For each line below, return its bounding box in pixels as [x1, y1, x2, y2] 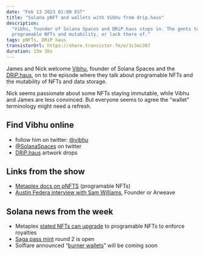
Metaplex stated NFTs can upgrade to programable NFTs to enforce [15, 222, 185, 230]
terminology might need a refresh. [6, 102, 92, 110]
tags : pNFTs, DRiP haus [6, 37, 67, 43]
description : [6, 20, 39, 26]
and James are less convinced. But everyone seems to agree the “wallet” [6, 96, 189, 103]
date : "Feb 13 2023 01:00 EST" [6, 8, 86, 15]
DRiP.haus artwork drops [15, 149, 78, 156]
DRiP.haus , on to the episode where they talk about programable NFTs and [6, 71, 193, 79]
